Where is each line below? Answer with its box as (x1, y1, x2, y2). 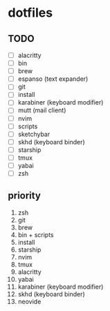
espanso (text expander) (17, 75, 89, 83)
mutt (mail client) (17, 106, 66, 114)
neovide (17, 297, 42, 305)
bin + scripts (17, 230, 54, 238)
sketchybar (17, 130, 51, 138)
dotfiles (8, 5, 53, 21)
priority (8, 190, 41, 202)
